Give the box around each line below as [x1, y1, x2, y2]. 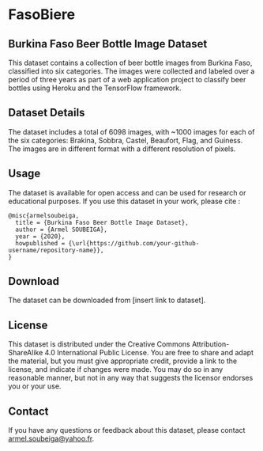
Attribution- [192, 339, 230, 349]
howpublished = [15, 239, 66, 247]
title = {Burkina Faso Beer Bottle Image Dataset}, [15, 218, 190, 226]
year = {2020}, [15, 232, 66, 241]
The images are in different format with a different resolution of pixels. [8, 144, 236, 153]
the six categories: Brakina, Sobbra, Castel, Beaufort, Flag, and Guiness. [8, 135, 243, 145]
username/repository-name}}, [8, 246, 104, 254]
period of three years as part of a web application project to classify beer [8, 75, 246, 84]
